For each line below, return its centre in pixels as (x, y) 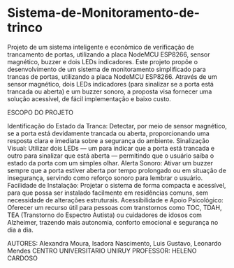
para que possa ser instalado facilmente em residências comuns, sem (108, 193)
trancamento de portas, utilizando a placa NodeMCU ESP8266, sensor (109, 54)
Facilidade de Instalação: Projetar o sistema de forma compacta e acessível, (117, 185)
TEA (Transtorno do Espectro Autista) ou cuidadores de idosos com (105, 215)
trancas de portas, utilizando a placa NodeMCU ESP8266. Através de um (112, 76)
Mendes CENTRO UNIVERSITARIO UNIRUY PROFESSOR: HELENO (102, 251)
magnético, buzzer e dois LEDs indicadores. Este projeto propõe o (102, 61)
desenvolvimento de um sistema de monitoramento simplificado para (107, 69)
